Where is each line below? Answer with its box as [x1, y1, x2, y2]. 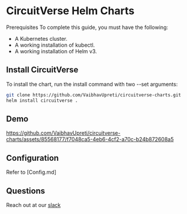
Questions [6, 186, 46, 196]
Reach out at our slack [6, 201, 61, 208]
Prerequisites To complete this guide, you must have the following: [6, 24, 169, 31]
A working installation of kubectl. [14, 41, 95, 48]
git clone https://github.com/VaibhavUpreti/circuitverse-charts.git [6, 92, 182, 98]
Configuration [6, 153, 59, 163]
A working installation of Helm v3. [14, 47, 98, 54]
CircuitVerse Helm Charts [6, 4, 135, 18]
